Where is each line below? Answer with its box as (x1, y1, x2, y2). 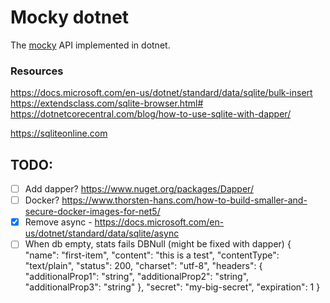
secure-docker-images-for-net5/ (24, 206, 161, 218)
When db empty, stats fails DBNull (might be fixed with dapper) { (24, 238, 292, 250)
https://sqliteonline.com (10, 127, 108, 140)
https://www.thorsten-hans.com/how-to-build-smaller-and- (61, 194, 308, 206)
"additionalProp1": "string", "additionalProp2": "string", (24, 271, 250, 283)
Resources (10, 64, 64, 78)
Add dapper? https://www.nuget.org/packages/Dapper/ (24, 183, 254, 195)
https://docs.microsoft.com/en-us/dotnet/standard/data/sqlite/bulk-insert (10, 87, 313, 99)
